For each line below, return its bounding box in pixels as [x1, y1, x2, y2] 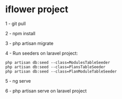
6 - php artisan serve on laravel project [5, 88, 87, 94]
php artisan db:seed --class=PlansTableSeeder [5, 64, 106, 69]
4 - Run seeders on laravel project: [5, 50, 78, 56]
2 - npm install [5, 30, 36, 36]
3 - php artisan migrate [5, 40, 54, 46]
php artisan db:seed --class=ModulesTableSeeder [5, 60, 110, 65]
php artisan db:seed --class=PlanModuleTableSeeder [5, 69, 117, 74]
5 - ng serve [5, 78, 32, 84]
